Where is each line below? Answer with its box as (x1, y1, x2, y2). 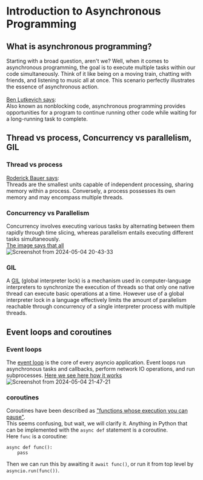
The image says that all (6, 241, 64, 249)
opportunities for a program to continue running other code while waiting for (6, 109, 197, 116)
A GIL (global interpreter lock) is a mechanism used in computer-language (6, 277, 191, 284)
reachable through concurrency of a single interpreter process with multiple (6, 303, 196, 310)
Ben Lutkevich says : (6, 96, 56, 103)
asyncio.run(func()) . (6, 467, 60, 474)
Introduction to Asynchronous (6, 4, 161, 18)
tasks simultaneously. (6, 235, 61, 242)
